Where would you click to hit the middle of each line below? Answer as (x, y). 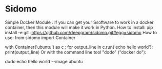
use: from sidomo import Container (40, 38)
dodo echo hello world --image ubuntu (44, 61)
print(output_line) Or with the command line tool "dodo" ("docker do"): (76, 52)
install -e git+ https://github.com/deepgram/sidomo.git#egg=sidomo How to (81, 32)
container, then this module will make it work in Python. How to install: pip (79, 27)
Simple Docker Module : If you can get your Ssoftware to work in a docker (79, 22)
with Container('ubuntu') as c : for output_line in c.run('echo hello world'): (79, 47)
